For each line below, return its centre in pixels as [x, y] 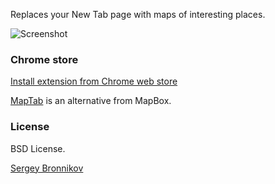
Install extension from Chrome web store [94, 81]
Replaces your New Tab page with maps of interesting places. [138, 14]
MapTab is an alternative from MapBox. [91, 101]
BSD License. [38, 148]
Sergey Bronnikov [47, 168]
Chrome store [44, 59]
